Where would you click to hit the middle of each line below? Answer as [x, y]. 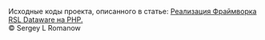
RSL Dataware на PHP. [46, 20]
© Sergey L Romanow [45, 28]
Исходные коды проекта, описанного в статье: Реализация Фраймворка [132, 11]
